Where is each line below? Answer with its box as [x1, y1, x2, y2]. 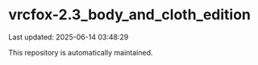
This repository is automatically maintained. [8, 47, 153, 57]
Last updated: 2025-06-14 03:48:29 [8, 32, 129, 42]
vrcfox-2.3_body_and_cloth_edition [8, 6, 252, 24]
